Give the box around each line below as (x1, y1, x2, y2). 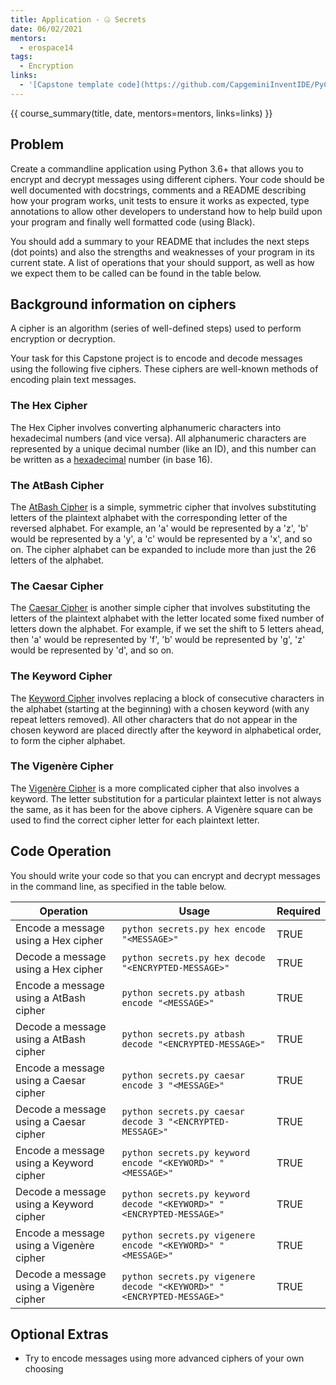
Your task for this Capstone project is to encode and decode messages (10, 352, 303, 365)
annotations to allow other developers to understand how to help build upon (10, 205, 323, 217)
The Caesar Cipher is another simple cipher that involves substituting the (10, 602, 311, 614)
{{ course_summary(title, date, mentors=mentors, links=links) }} (10, 107, 273, 119)
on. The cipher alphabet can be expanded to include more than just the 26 (10, 543, 317, 555)
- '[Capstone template (19, 80, 114, 90)
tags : (10, 52, 33, 62)
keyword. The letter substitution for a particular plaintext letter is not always (10, 792, 322, 805)
